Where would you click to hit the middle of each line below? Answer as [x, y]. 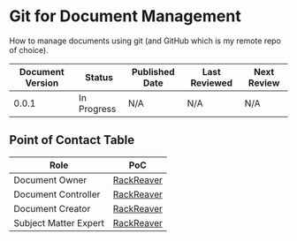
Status [99, 77]
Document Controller [57, 194]
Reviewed [211, 83]
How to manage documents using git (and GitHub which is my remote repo [145, 41]
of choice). [29, 49]
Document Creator [52, 208]
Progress [97, 109]
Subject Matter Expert [59, 222]
